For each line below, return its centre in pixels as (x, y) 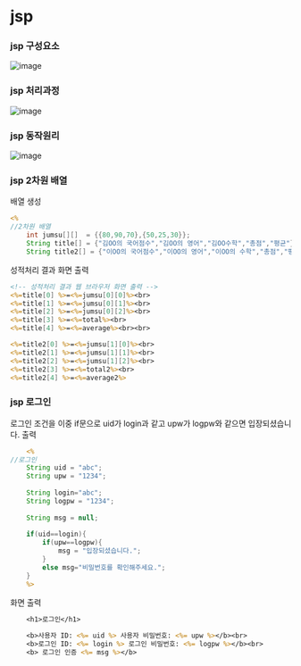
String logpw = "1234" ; (71, 501)
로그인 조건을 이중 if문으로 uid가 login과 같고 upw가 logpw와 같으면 (128, 423)
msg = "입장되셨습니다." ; (100, 551)
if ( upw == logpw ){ (72, 543)
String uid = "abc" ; (64, 468)
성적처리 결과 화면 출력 (50, 270)
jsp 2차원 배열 (39, 180)
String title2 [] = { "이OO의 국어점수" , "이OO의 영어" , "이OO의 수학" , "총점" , (155, 252)
